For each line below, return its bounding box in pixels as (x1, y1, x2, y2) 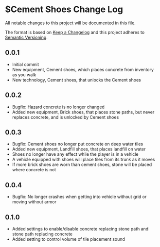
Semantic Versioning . (5, 34, 48, 40)
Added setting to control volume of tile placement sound (12, 236, 125, 242)
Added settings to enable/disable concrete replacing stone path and (12, 226, 149, 231)
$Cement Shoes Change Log (5, 4, 123, 15)
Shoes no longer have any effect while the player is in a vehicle (12, 151, 139, 157)
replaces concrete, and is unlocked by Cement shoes (12, 114, 119, 120)
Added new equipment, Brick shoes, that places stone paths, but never (12, 109, 155, 115)
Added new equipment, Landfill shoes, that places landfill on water (12, 146, 146, 152)
